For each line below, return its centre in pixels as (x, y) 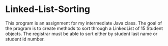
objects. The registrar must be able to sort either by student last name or (81, 33)
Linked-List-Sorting (48, 9)
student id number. (25, 39)
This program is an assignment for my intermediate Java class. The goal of (84, 23)
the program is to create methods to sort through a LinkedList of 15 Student (84, 28)
